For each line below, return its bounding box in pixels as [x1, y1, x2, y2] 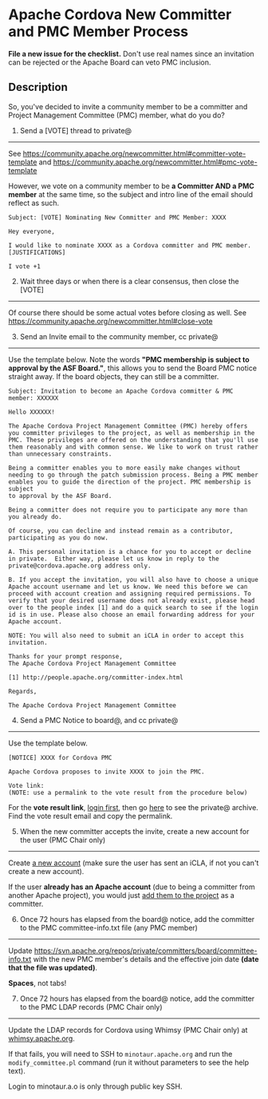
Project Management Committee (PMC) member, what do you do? [8, 110, 225, 120]
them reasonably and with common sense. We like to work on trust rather [8, 443, 259, 451]
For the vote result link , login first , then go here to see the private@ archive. [8, 802, 259, 812]
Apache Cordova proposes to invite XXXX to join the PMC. [8, 768, 205, 776]
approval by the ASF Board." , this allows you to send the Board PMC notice [8, 363, 258, 373]
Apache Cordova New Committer [8, 6, 232, 24]
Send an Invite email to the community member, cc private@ [19, 331, 219, 341]
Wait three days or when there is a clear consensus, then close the [19, 276, 239, 286]
